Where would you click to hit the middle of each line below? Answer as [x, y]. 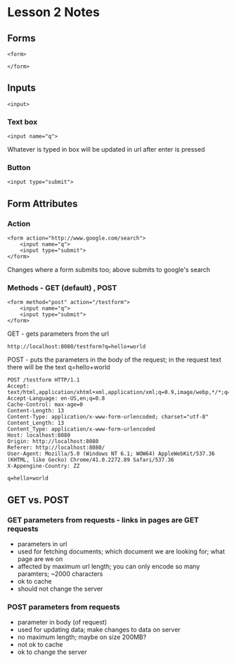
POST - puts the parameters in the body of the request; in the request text [114, 360]
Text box [22, 122]
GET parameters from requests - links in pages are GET [103, 520]
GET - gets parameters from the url [58, 334]
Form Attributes [43, 203]
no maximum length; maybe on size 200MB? [82, 637]
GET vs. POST [38, 500]
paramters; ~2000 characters [60, 574]
